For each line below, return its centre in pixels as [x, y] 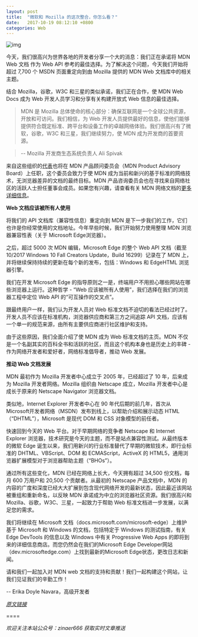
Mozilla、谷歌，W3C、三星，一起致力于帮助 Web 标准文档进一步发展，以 [95, 503]
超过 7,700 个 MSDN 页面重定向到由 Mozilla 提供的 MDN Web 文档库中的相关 [99, 72]
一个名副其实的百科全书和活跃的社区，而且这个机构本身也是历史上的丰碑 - [101, 344]
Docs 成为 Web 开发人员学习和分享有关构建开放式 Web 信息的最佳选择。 [94, 99]
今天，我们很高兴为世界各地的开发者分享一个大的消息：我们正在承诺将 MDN [98, 57]
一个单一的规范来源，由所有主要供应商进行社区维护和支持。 [78, 324]
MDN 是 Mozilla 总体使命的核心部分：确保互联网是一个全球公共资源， [105, 111]
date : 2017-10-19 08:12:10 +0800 [50, 22]
